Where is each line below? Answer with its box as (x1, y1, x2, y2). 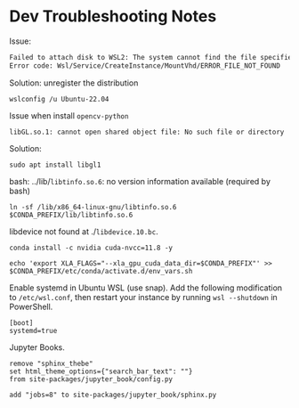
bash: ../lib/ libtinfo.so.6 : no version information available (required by (9, 175, 271, 186)
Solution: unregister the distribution (9, 78, 139, 88)
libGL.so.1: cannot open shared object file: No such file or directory (9, 127, 285, 136)
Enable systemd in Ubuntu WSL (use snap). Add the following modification (9, 282, 283, 293)
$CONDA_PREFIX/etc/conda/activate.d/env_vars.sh (9, 266, 193, 275)
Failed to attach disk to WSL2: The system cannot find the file (9, 53, 256, 61)
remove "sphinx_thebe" (9, 359, 93, 368)
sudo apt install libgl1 (9, 160, 101, 169)
